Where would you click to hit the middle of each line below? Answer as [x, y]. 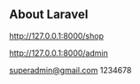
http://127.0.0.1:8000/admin [58, 53]
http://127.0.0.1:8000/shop [57, 35]
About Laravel [49, 15]
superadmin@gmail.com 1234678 [70, 70]
